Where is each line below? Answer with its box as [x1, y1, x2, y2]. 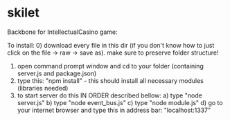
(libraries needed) [17, 84, 69, 92]
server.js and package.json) [17, 69, 97, 77]
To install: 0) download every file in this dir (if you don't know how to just [7, 41, 215, 49]
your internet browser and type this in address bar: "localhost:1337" [17, 106, 211, 114]
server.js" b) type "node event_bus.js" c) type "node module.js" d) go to [17, 98, 223, 106]
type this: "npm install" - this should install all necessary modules [17, 76, 204, 84]
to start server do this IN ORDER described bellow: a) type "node [17, 91, 202, 100]
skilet [7, 5, 40, 21]
